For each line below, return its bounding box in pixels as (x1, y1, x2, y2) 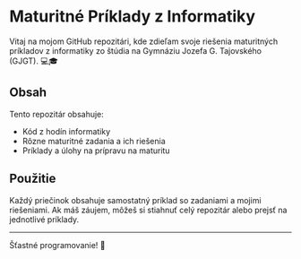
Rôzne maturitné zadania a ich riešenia (21, 135, 166, 146)
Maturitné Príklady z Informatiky (9, 6, 256, 27)
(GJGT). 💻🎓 (9, 56, 58, 66)
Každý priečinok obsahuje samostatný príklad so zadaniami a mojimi (9, 194, 262, 205)
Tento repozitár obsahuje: (9, 108, 105, 119)
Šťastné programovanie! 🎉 (9, 239, 106, 250)
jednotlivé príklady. (9, 213, 80, 225)
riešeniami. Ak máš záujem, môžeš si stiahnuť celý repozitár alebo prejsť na (9, 204, 288, 215)
